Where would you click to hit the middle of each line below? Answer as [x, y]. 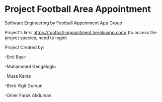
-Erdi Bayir [16, 57]
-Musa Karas [18, 76]
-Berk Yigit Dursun [24, 86]
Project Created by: [25, 47]
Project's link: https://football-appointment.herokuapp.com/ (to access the [81, 32]
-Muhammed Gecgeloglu [30, 66]
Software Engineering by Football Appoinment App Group [64, 23]
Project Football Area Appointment [78, 9]
